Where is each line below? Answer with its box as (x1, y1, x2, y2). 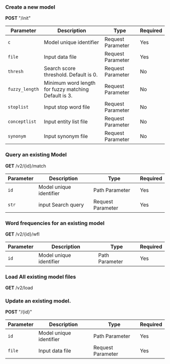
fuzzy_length (8, 86, 39, 92)
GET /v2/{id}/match (5, 162, 47, 169)
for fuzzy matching (44, 86, 89, 93)
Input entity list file (44, 118, 88, 125)
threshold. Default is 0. (44, 71, 98, 78)
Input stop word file (44, 104, 90, 111)
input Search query (38, 201, 84, 208)
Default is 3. (44, 92, 73, 100)
